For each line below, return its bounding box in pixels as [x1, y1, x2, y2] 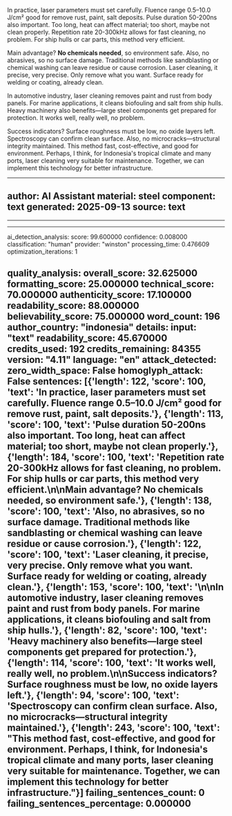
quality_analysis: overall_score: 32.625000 [7, 267, 198, 279]
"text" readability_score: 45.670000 [7, 332, 168, 344]
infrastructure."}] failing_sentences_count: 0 [7, 787, 205, 799]
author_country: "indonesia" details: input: [7, 321, 197, 333]
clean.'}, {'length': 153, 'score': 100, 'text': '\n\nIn [7, 581, 224, 593]
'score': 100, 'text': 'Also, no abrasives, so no [7, 506, 205, 517]
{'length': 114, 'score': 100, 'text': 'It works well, [7, 657, 216, 669]
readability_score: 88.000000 [7, 300, 139, 312]
